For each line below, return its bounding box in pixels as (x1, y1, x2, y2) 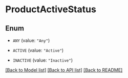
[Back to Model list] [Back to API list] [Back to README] (5, 67, 123, 73)
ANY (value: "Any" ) (12, 37, 50, 43)
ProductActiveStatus (5, 4, 96, 15)
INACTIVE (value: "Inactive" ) (12, 57, 73, 63)
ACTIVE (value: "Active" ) (12, 47, 64, 53)
